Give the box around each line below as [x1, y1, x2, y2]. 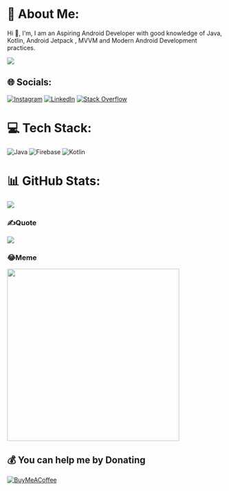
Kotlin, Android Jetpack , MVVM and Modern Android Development [7, 36, 197, 44]
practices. [7, 43, 36, 52]
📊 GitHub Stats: [7, 173, 101, 189]
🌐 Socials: [7, 76, 52, 88]
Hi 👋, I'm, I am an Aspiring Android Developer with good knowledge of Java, [7, 29, 222, 37]
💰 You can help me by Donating [7, 454, 146, 466]
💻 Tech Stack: [7, 120, 92, 136]
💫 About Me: [7, 6, 80, 22]
